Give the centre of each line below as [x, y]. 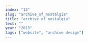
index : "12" [17, 10]
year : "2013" [19, 28]
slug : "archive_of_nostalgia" [37, 14]
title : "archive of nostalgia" [38, 19]
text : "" [14, 23]
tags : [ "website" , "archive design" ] [44, 33]
